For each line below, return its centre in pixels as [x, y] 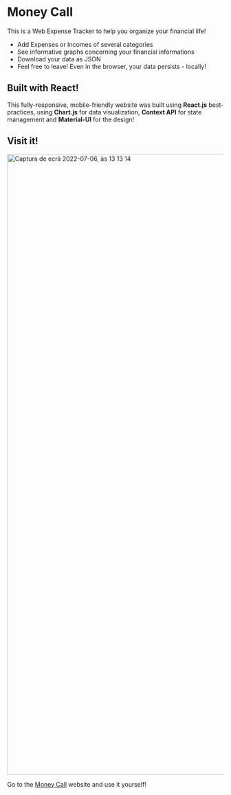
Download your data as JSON [59, 59]
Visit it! [23, 141]
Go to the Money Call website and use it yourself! [77, 784]
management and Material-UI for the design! [71, 119]
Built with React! [43, 88]
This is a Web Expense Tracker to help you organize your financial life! [107, 31]
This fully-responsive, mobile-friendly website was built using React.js [107, 105]
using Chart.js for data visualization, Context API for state [119, 112]
